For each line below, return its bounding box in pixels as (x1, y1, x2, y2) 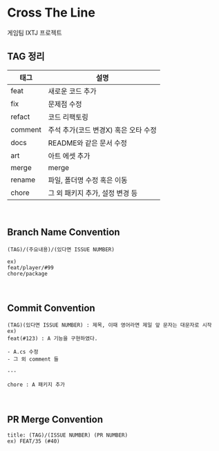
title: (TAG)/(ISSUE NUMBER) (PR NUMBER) (7, 432, 128, 439)
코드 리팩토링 (48, 112, 88, 122)
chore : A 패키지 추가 (7, 381, 66, 388)
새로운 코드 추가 (48, 86, 97, 96)
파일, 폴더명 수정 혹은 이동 (48, 175, 128, 184)
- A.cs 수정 (7, 349, 39, 356)
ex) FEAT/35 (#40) (7, 438, 60, 445)
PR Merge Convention (7, 413, 104, 425)
